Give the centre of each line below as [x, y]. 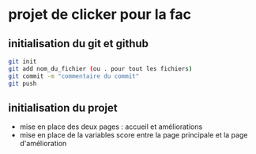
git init [23, 61]
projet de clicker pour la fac [100, 15]
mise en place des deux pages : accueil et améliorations [111, 126]
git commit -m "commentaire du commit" [74, 76]
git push [23, 83]
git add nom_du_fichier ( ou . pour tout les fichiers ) [100, 68]
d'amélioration [43, 144]
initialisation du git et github [78, 44]
